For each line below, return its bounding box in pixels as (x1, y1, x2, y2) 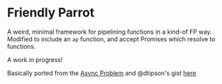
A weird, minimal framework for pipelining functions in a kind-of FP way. (7, 28, 212, 36)
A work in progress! (7, 55, 63, 63)
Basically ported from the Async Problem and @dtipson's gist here (7, 69, 196, 77)
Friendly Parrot (7, 5, 94, 21)
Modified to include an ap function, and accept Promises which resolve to (7, 34, 216, 43)
